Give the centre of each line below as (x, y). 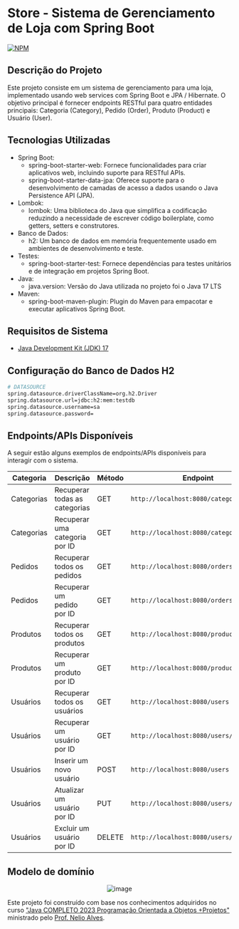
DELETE (111, 837)
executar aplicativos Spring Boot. (77, 308)
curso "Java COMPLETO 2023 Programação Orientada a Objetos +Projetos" (118, 910)
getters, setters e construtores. (74, 225)
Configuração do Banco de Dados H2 (91, 371)
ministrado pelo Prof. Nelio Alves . (56, 918)
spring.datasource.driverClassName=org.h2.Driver (83, 394)
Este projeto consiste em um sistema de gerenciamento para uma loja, (110, 88)
